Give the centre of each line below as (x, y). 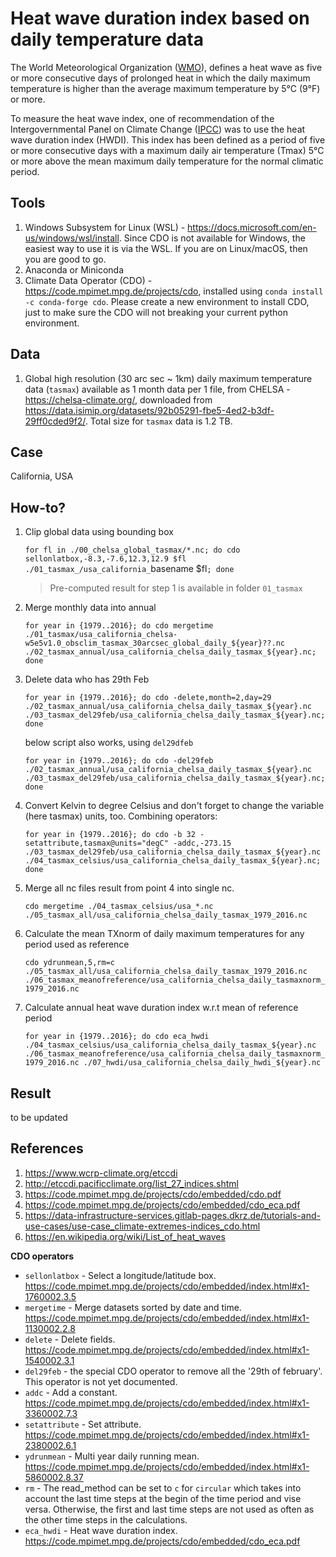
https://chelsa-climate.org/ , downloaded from (118, 399)
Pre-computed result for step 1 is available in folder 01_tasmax (176, 588)
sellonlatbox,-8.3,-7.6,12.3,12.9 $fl (105, 559)
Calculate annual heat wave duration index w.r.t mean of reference (161, 1008)
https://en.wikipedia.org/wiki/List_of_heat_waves (125, 1236)
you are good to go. (65, 259)
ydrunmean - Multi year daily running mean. (112, 1456)
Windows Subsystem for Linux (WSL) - (105, 227)
